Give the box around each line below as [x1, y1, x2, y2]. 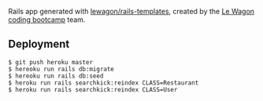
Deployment [8, 38, 70, 51]
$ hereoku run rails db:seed [8, 72, 104, 80]
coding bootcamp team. [8, 15, 86, 24]
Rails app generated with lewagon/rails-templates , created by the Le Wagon [8, 7, 254, 16]
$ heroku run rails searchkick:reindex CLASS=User [8, 85, 178, 93]
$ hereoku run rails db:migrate [8, 65, 114, 73]
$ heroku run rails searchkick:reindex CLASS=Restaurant [8, 78, 199, 87]
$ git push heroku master [8, 58, 93, 66]
